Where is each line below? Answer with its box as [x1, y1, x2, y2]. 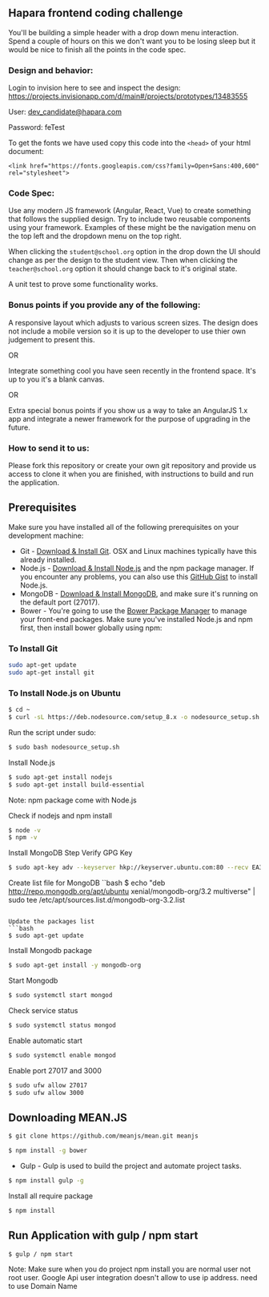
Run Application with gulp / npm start [8, 1229, 199, 1242]
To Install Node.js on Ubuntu [8, 687, 122, 698]
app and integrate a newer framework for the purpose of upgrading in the [8, 414, 251, 423]
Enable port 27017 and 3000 [8, 1065, 102, 1075]
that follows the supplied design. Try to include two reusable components [8, 214, 251, 224]
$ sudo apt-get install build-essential [8, 781, 146, 789]
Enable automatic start [8, 1036, 82, 1045]
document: [8, 147, 44, 156]
